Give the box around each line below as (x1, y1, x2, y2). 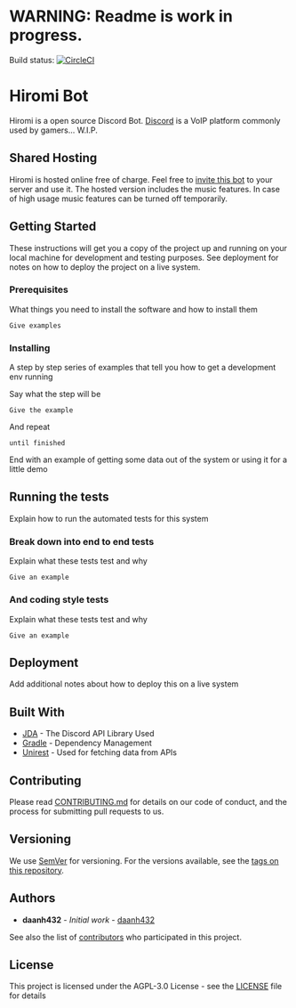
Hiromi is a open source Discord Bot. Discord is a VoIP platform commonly (9, 115, 281, 126)
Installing (9, 341, 51, 354)
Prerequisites (9, 283, 68, 296)
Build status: (9, 54, 55, 65)
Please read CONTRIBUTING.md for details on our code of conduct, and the (9, 796, 287, 807)
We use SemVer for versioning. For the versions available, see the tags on (9, 855, 279, 866)
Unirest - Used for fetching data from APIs (21, 747, 178, 758)
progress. (9, 25, 83, 45)
